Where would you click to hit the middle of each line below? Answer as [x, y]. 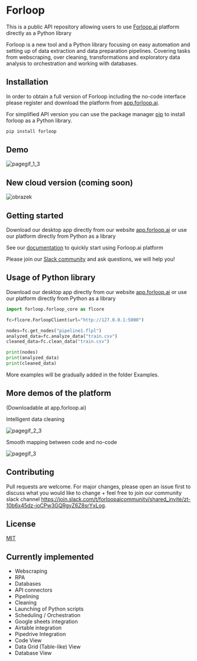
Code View [28, 640]
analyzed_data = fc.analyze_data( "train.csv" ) [62, 336]
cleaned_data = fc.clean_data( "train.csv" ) [58, 341]
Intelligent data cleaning [35, 419]
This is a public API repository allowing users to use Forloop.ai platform [93, 27]
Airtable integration [38, 628]
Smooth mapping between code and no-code [62, 442]
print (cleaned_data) [32, 363]
